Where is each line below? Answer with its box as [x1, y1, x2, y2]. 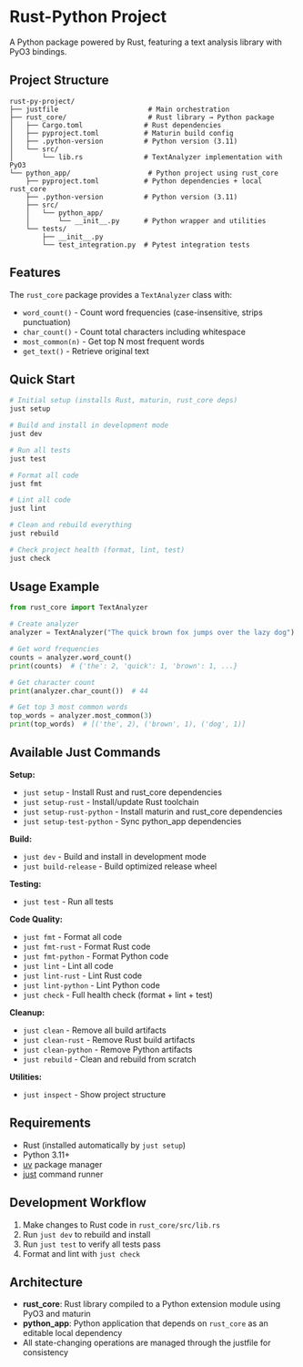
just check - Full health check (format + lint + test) [22, 989, 214, 1000]
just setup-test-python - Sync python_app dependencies [22, 815, 242, 826]
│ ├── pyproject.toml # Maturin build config [9, 128, 234, 138]
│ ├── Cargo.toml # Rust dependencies [9, 120, 222, 129]
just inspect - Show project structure [22, 1088, 167, 1099]
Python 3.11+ [22, 1149, 71, 1160]
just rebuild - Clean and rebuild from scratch [22, 1054, 197, 1065]
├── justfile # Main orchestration [9, 105, 230, 114]
